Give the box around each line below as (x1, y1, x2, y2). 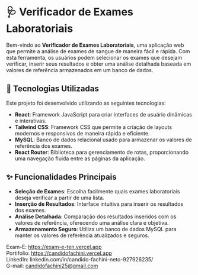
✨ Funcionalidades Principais (6, 172, 117, 182)
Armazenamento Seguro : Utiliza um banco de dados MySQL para (14, 225, 177, 232)
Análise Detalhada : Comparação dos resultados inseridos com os (14, 213, 177, 220)
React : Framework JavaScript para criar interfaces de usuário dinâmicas (14, 111, 193, 118)
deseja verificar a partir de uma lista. (14, 194, 105, 201)
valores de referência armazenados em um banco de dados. (6, 66, 154, 73)
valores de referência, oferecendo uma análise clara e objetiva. (14, 219, 169, 226)
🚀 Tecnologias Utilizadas (6, 84, 99, 94)
